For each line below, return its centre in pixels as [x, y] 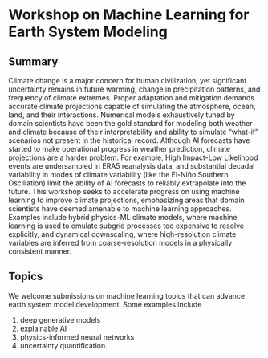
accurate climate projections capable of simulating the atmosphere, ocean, [132, 106]
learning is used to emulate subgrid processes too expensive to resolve [126, 226]
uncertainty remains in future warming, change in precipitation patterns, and [134, 89]
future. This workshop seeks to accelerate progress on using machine [124, 191]
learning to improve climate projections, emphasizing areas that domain [126, 200]
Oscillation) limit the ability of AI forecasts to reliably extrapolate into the [127, 183]
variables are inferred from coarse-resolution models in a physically [120, 243]
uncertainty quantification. [64, 345]
